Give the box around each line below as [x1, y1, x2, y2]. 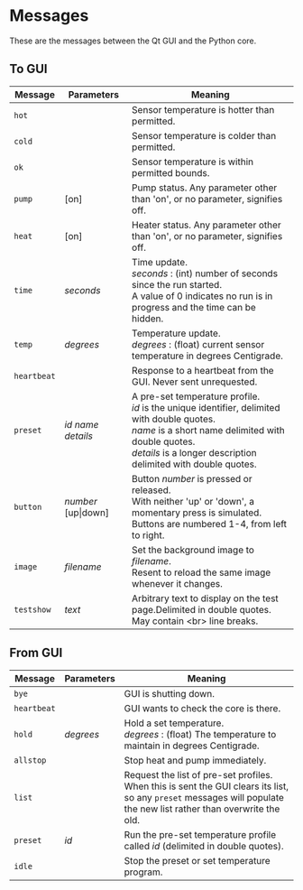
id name [64, 418, 99, 431]
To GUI [9, 61, 48, 77]
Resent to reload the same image [132, 566, 271, 579]
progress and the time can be [132, 301, 257, 313]
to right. [132, 529, 165, 542]
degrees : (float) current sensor [132, 338, 265, 350]
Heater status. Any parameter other [132, 218, 281, 231]
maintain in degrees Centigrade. [124, 739, 260, 752]
